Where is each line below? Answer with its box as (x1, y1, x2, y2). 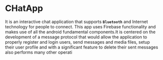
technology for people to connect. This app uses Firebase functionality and (5, 24, 156, 29)
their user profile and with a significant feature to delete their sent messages (5, 44, 158, 50)
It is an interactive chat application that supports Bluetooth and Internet (5, 19, 148, 24)
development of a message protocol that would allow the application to (5, 34, 147, 40)
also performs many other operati (5, 49, 72, 55)
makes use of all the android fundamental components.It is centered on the (5, 29, 156, 35)
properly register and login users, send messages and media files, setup (5, 39, 150, 45)
